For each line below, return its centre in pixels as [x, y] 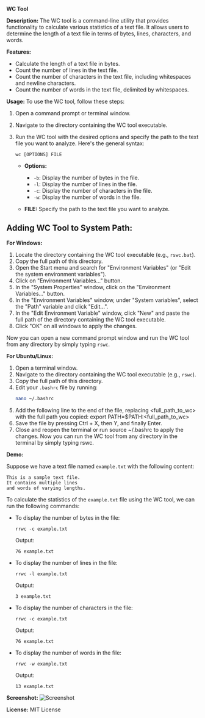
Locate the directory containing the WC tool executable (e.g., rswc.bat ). [105, 254]
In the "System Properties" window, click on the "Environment [93, 287]
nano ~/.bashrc [34, 398]
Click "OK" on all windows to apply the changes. [76, 326]
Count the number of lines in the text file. [67, 70]
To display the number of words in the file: [68, 653]
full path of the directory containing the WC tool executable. [90, 319]
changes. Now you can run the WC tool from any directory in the [96, 436]
